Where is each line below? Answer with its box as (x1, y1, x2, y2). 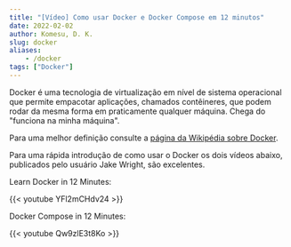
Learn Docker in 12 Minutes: (9, 176, 112, 187)
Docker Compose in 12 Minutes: (9, 211, 126, 221)
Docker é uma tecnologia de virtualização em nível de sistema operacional (9, 86, 282, 98)
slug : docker (9, 37, 58, 47)
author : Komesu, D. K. (9, 29, 93, 38)
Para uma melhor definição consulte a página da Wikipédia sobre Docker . (9, 132, 279, 143)
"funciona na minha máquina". (9, 115, 120, 125)
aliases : (9, 46, 42, 55)
